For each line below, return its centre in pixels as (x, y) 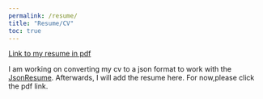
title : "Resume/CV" (41, 23)
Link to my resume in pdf (50, 54)
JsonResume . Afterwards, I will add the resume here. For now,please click (131, 78)
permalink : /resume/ (43, 16)
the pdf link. (28, 86)
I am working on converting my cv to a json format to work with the (120, 69)
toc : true (25, 31)
